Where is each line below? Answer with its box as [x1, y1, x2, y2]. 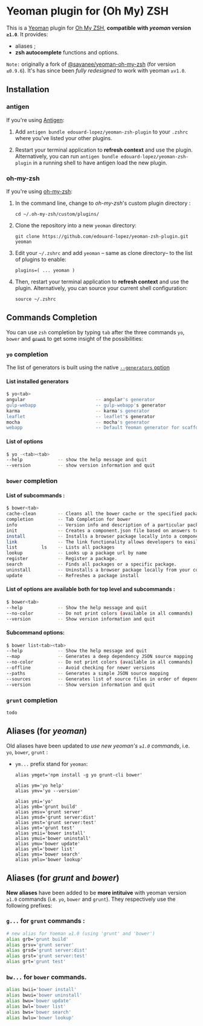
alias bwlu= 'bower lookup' [6, 1015, 74, 1021]
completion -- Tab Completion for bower [6, 517, 131, 523]
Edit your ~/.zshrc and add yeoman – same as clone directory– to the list [14, 249, 193, 256]
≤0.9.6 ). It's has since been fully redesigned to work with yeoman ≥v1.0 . [6, 66, 186, 74]
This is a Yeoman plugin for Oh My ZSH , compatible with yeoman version [6, 24, 192, 31]
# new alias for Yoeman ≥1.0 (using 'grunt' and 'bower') [6, 931, 155, 937]
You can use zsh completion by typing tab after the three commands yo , [6, 328, 185, 336]
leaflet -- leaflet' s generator [6, 413, 155, 419]
